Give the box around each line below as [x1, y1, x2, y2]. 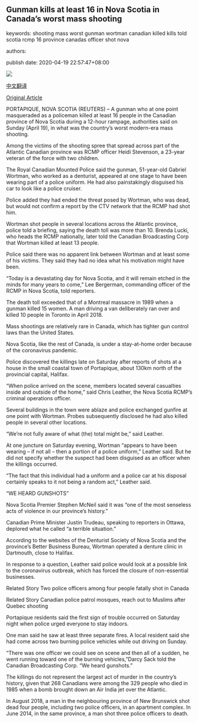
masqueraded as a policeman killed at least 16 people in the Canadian [6, 112, 176, 119]
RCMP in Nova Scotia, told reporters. [6, 287, 96, 294]
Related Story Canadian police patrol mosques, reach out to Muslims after [6, 596, 186, 603]
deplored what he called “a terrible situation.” [6, 525, 116, 532]
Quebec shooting [6, 602, 48, 609]
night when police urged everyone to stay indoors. [6, 620, 129, 627]
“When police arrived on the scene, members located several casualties [6, 382, 181, 389]
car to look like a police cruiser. [6, 184, 82, 192]
